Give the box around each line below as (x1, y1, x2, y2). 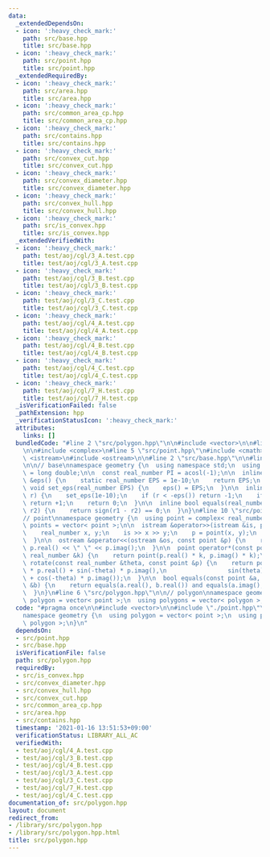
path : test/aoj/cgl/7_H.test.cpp (22, 386, 135, 395)
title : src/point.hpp (22, 64, 95, 73)
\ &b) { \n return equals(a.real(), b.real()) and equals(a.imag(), (22, 581, 264, 589)
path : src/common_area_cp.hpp (22, 110, 125, 118)
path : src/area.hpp (22, 86, 88, 95)
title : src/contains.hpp (22, 139, 106, 148)
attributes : (15, 424, 56, 432)
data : (8, 11, 27, 20)
